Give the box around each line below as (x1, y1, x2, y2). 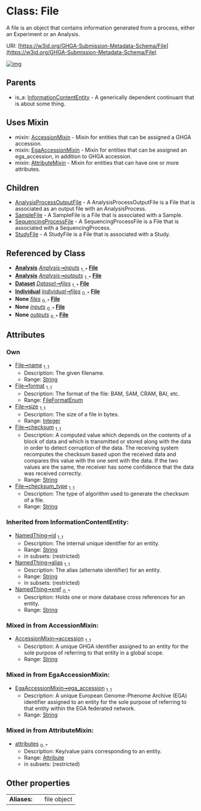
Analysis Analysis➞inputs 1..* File (14, 264, 98, 273)
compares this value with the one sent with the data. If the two (23, 457, 178, 464)
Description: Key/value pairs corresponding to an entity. (23, 748, 162, 755)
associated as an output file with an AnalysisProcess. (14, 205, 147, 212)
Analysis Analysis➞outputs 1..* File (14, 272, 102, 280)
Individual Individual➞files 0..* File (14, 288, 100, 296)
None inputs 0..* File (14, 303, 65, 312)
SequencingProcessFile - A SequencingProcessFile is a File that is (14, 218, 179, 225)
